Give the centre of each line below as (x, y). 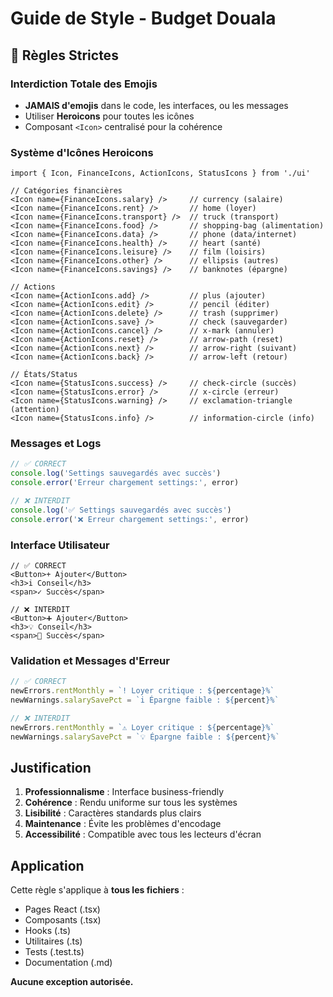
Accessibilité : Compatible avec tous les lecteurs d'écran (143, 834)
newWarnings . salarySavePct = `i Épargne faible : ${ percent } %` (145, 700)
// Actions (33, 287)
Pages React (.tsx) (62, 909)
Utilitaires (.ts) (53, 941)
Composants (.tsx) (63, 920)
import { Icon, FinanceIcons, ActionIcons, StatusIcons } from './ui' (160, 173)
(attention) (35, 410)
